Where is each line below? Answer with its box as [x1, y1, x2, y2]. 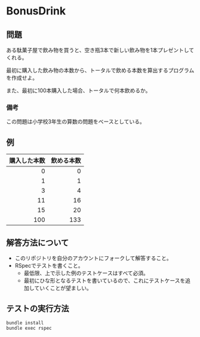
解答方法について [6, 238, 69, 248]
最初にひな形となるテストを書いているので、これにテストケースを [23, 277, 186, 284]
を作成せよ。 [6, 74, 38, 81]
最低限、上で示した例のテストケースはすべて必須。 [23, 269, 149, 277]
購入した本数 [9, 157, 46, 165]
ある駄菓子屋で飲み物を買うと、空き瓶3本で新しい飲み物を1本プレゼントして [6, 47, 195, 53]
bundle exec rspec [6, 325, 52, 331]
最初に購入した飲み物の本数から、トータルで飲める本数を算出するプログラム [6, 67, 195, 74]
